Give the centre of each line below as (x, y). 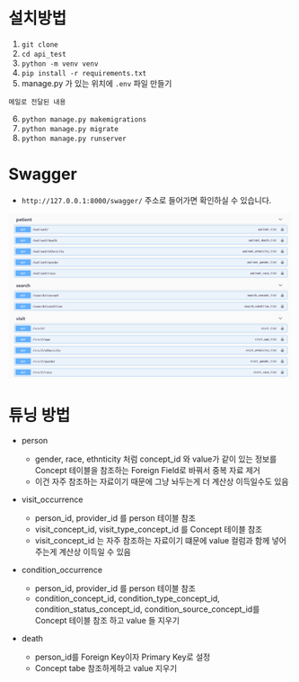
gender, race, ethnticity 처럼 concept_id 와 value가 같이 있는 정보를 (156, 459)
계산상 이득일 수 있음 (95, 552)
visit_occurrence (52, 499)
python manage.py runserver (74, 139)
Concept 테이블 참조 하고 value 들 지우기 (107, 621)
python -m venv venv (60, 64)
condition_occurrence (62, 570)
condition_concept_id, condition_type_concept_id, (128, 598)
